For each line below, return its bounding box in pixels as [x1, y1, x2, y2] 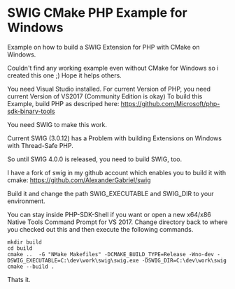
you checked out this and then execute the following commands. [7, 225, 194, 233]
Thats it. [7, 275, 31, 283]
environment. [7, 197, 45, 205]
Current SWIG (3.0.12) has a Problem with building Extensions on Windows [7, 134, 222, 142]
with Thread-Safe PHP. [7, 141, 73, 149]
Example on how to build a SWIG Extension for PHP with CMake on [7, 43, 201, 51]
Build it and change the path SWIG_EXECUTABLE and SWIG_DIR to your [7, 189, 215, 198]
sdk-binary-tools [7, 107, 55, 115]
